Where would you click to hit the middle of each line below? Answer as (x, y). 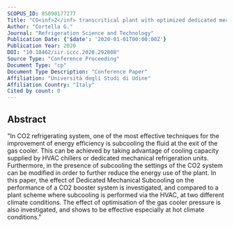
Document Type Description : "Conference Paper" (78, 72)
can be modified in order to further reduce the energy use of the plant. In (112, 173)
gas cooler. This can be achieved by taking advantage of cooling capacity (113, 151)
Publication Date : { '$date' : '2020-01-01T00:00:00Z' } (87, 40)
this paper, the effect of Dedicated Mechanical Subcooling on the (101, 180)
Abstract (27, 119)
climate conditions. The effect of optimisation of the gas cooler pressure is (114, 202)
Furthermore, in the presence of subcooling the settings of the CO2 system (115, 165)
